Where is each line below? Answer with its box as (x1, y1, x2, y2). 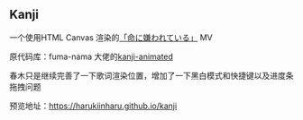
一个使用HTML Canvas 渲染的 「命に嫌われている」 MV (9, 31, 214, 43)
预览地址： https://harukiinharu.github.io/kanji (9, 100, 178, 111)
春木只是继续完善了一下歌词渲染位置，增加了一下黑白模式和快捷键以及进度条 (9, 70, 294, 81)
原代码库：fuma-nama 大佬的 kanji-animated (9, 51, 174, 62)
